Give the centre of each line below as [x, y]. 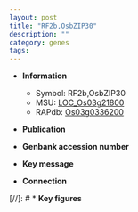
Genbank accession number [75, 147]
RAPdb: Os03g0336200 [80, 112]
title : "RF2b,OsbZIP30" [53, 26]
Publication [44, 129]
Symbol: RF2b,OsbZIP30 [81, 94]
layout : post [33, 17]
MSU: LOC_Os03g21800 [80, 102]
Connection [44, 181]
